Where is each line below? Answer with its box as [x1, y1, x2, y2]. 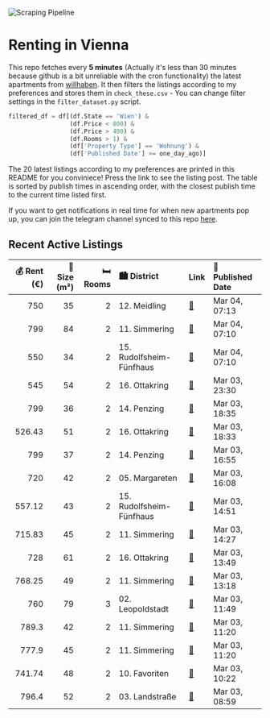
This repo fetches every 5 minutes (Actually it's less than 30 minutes [8, 62, 237, 72]
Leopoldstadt [118, 604, 169, 614]
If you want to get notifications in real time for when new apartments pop [8, 205, 250, 215]
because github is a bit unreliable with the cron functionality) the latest [8, 71, 242, 81]
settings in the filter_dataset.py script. [8, 97, 141, 106]
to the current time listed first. [8, 190, 107, 200]
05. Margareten [118, 472, 178, 484]
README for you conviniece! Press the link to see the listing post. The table [8, 173, 259, 183]
